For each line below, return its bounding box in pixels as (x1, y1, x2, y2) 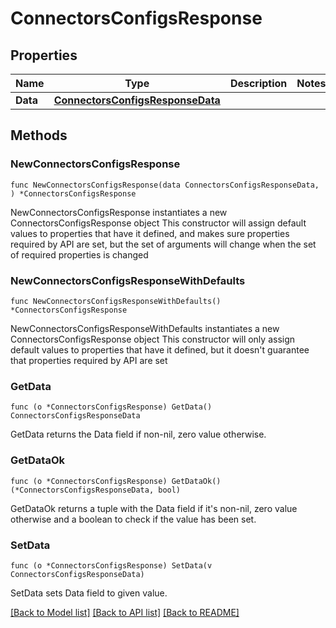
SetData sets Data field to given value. (10, 587, 168, 599)
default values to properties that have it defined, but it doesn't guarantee (10, 343, 310, 356)
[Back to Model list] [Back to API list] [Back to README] (10, 606, 240, 618)
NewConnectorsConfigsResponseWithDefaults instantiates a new (10, 322, 280, 334)
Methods (10, 127, 68, 144)
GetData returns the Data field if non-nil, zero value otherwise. (10, 428, 267, 441)
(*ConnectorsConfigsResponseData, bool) (10, 485, 182, 495)
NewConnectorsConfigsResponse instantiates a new (10, 206, 228, 218)
